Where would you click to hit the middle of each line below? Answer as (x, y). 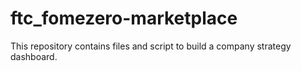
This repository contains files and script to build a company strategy (151, 46)
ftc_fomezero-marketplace (124, 18)
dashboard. (34, 56)
